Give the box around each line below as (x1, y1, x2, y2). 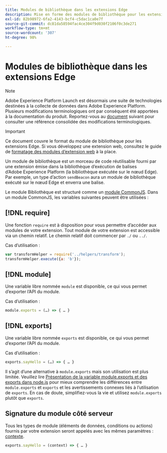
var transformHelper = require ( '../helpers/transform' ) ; (5, 252, 126, 257)
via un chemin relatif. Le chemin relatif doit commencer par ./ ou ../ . (5, 232, 148, 238)
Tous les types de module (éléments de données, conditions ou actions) (5, 423, 153, 429)
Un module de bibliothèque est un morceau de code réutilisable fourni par (5, 158, 157, 164)
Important (5, 128, 25, 134)
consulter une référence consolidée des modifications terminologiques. (5, 118, 152, 124)
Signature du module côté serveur (5, 409, 113, 418)
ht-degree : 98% (5, 35, 37, 40)
